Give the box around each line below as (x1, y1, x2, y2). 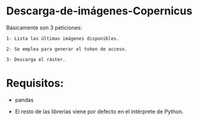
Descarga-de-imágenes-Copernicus (6, 4, 193, 18)
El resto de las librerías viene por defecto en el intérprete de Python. (14, 108, 184, 115)
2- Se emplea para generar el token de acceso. (6, 46, 128, 52)
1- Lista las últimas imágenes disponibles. (6, 35, 119, 41)
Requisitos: (6, 77, 64, 90)
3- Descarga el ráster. (6, 56, 66, 62)
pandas (14, 96, 34, 103)
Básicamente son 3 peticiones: (6, 24, 82, 31)
